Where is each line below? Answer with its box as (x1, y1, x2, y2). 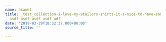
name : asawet (5, 7, 32, 12)
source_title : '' (5, 25, 41, 30)
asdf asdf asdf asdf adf (9, 16, 61, 21)
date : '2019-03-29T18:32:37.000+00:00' (5, 21, 87, 26)
